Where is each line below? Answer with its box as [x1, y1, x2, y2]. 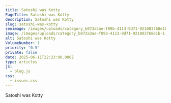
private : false [5, 50, 38, 55]
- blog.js [10, 69, 31, 74]
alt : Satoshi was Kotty [5, 36, 56, 41]
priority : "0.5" [5, 45, 40, 50]
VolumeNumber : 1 [5, 41, 40, 46]
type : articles [5, 59, 38, 64]
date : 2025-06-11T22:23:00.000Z [5, 54, 74, 60]
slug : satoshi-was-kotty [5, 21, 58, 27]
